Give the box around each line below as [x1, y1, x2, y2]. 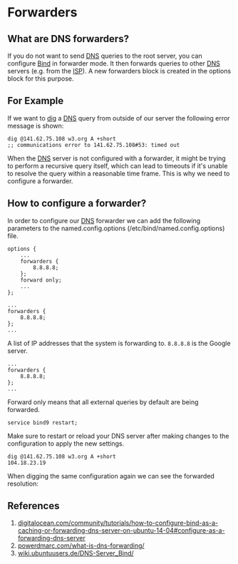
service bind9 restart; [7, 419, 78, 426]
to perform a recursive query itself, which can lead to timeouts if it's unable [7, 161, 228, 170]
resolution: [7, 479, 39, 488]
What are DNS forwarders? [7, 33, 130, 45]
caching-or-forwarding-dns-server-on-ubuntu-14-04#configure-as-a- [17, 526, 226, 535]
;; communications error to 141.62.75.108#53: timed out [7, 141, 180, 148]
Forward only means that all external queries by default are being [7, 397, 199, 406]
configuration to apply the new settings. [7, 439, 125, 448]
